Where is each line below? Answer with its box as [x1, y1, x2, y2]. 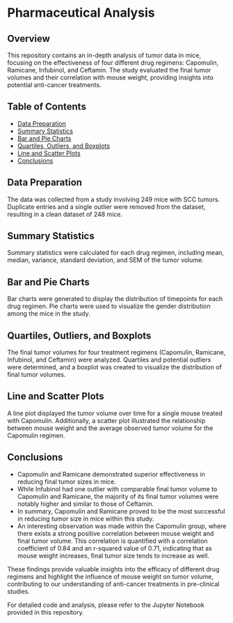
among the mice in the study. [7, 309, 90, 318]
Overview [7, 33, 51, 45]
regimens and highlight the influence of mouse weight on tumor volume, [7, 572, 214, 580]
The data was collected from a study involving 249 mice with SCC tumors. [7, 195, 220, 203]
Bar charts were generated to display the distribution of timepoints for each [7, 295, 223, 303]
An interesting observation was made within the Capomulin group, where [17, 521, 227, 530]
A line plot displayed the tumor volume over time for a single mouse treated [7, 409, 223, 417]
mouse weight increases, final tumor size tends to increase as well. [17, 551, 210, 560]
